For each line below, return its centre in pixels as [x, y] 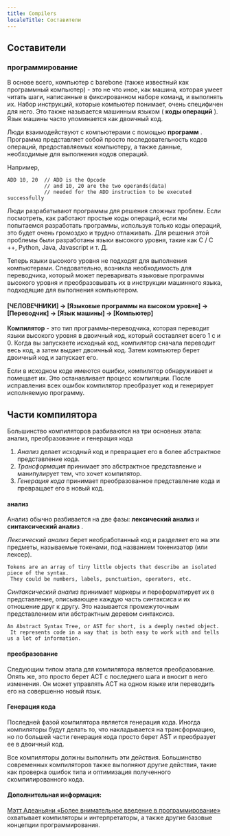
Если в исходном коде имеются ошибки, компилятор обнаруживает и [110, 371]
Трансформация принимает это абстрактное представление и [109, 467]
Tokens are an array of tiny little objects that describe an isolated [112, 567]
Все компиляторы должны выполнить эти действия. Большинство [104, 757]
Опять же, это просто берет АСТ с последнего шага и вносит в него [107, 676]
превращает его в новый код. [60, 489]
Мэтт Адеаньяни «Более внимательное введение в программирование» [114, 811]
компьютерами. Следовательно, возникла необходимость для [100, 268]
